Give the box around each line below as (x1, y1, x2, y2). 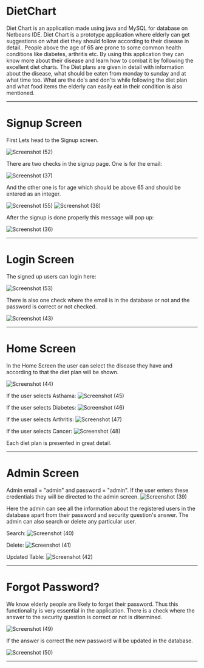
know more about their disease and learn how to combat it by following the (6, 57, 194, 64)
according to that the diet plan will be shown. (6, 368, 119, 375)
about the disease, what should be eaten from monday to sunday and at (6, 69, 186, 77)
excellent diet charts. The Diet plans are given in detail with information (6, 63, 184, 71)
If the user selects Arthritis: (6, 416, 74, 423)
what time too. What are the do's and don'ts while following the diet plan (6, 76, 188, 83)
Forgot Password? (6, 580, 100, 594)
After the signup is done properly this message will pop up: (6, 213, 154, 221)
